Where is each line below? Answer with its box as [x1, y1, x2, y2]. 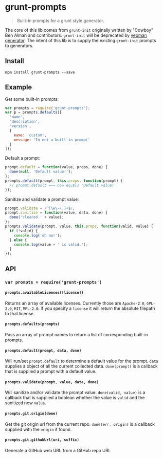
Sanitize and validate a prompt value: [5, 196, 79, 202]
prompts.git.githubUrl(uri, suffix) [5, 437, 79, 442]
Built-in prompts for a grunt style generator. [17, 18, 105, 23]
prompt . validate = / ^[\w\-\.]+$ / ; [5, 206, 75, 211]
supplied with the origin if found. [5, 426, 72, 432]
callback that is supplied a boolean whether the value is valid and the [5, 395, 145, 401]
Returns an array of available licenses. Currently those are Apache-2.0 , [5, 300, 146, 306]
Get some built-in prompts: [5, 96, 59, 102]
